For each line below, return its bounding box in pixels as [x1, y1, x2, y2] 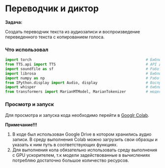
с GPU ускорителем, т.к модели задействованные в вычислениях [12, 152, 151, 158]
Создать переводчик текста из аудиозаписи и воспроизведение [5, 28, 140, 34]
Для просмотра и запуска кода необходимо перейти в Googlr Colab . [5, 112, 149, 118]
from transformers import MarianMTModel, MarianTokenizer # [5, 89, 148, 94]
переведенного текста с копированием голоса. [5, 34, 105, 40]
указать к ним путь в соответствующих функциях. [12, 141, 118, 147]
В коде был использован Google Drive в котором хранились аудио [12, 131, 152, 137]
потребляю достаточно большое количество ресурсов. [12, 157, 129, 163]
